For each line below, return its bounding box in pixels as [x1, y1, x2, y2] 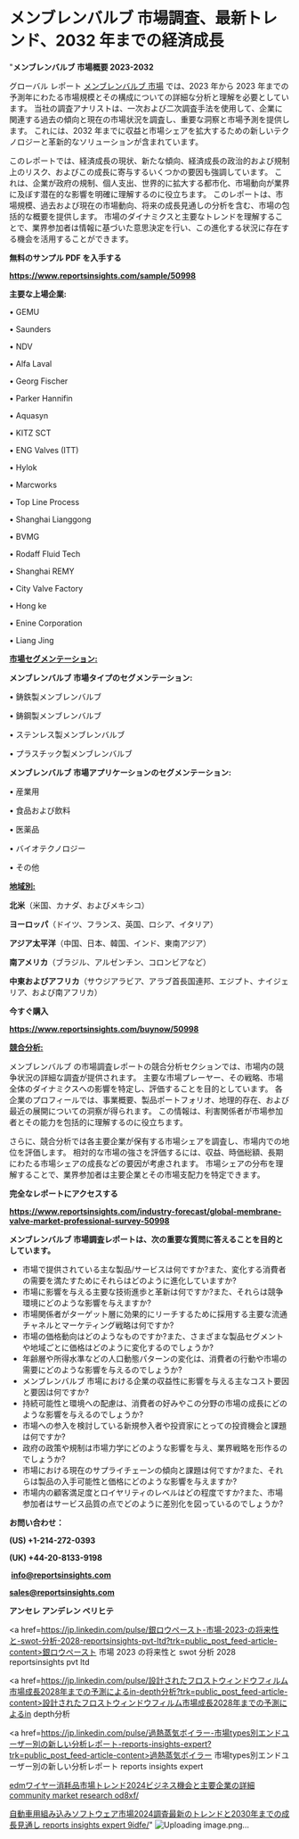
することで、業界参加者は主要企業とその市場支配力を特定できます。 [16, 1169, 265, 1180]
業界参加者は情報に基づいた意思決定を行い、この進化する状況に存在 [32, 222, 282, 233]
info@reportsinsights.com [11, 1570, 111, 1580]
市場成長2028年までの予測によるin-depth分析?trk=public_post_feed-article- [9, 1686, 288, 1696]
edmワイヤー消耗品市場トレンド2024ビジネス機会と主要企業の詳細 [9, 1779, 255, 1790]
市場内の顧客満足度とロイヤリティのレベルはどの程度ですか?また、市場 [21, 1487, 283, 1497]
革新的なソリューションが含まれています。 [47, 136, 203, 147]
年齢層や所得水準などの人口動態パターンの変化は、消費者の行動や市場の [21, 1353, 287, 1363]
